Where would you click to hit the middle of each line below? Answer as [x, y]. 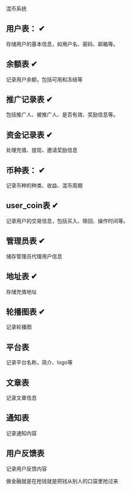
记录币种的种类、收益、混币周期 [44, 185]
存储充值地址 [21, 292]
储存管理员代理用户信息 [34, 256]
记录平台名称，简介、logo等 [39, 363]
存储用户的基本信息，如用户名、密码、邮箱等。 [62, 44]
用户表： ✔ [26, 29]
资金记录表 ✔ [29, 135]
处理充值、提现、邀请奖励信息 [42, 150]
